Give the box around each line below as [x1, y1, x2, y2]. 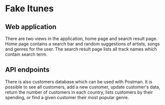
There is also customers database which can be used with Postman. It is [5, 78, 152, 84]
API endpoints [5, 66, 50, 74]
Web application [5, 23, 57, 31]
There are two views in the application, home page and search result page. [5, 35, 158, 41]
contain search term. [5, 51, 47, 57]
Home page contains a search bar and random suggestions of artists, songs [5, 41, 160, 47]
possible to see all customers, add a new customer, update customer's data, [5, 84, 161, 90]
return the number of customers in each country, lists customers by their [5, 89, 153, 95]
